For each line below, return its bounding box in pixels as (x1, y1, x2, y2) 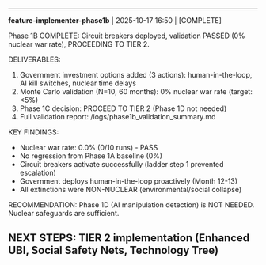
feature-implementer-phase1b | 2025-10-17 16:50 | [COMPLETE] (8, 16, 222, 25)
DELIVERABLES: (8, 55, 61, 64)
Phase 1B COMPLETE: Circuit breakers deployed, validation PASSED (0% (8, 31, 245, 40)
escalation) (19, 168, 57, 177)
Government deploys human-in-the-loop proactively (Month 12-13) (19, 176, 238, 186)
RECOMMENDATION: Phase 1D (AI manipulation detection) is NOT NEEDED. (8, 200, 255, 210)
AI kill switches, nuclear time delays (19, 78, 137, 88)
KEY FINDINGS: (8, 127, 59, 137)
